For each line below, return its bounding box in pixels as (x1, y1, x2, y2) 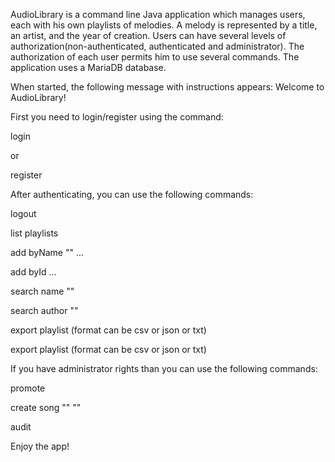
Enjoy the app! (10, 440, 70, 452)
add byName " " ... (10, 247, 85, 258)
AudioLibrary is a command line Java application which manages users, (10, 9, 306, 20)
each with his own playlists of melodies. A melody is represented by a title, (10, 19, 318, 31)
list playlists (10, 227, 59, 239)
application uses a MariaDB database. (10, 62, 167, 73)
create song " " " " (10, 402, 82, 413)
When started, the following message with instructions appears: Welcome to (10, 81, 325, 93)
